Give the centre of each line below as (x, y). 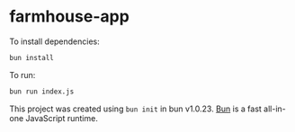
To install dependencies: (55, 41)
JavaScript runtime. (62, 118)
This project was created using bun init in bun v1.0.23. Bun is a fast (136, 109)
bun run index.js (42, 92)
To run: (22, 75)
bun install (31, 57)
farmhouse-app (70, 17)
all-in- (275, 109)
